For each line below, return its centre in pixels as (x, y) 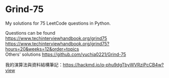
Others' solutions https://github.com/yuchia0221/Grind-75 (66, 54)
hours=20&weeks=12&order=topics (42, 49)
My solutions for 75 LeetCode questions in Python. (58, 23)
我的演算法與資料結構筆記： (34, 64)
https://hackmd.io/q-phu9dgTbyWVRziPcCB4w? (114, 64)
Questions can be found (30, 33)
